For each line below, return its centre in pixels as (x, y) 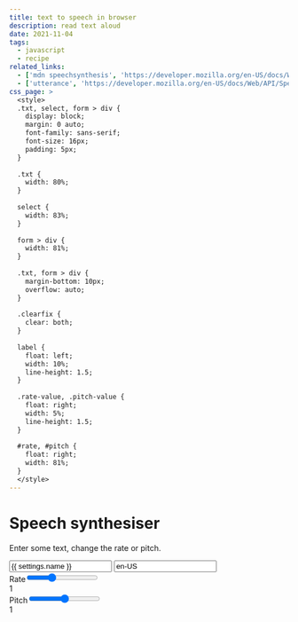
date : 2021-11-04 (41, 34)
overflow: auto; (55, 289)
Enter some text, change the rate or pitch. (85, 547)
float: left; (49, 356)
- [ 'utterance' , (47, 83)
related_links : (37, 67)
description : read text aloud (65, 26)
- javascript (41, 51)
